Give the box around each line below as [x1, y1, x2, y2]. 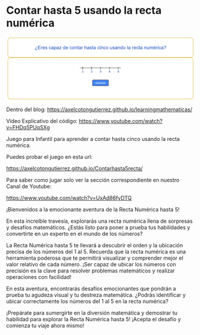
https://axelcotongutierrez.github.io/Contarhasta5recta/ [6, 165, 143, 172]
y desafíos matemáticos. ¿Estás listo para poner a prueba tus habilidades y [6, 224, 190, 231]
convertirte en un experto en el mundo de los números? [6, 230, 143, 238]
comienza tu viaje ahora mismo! [6, 322, 85, 329]
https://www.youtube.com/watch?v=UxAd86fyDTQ [6, 195, 133, 202]
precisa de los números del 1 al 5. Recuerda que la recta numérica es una [6, 248, 186, 256]
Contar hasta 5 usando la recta [6, 4, 162, 17]
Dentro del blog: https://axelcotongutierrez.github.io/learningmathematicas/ [6, 106, 193, 113]
